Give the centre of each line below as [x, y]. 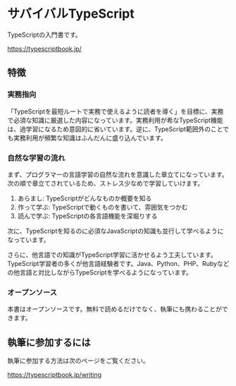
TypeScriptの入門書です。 [45, 35]
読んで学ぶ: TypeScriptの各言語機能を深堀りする [87, 216]
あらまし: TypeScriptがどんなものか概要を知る [85, 198]
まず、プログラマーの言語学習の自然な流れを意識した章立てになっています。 [118, 174]
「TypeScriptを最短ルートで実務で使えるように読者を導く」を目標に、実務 [116, 111]
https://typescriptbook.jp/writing [55, 375]
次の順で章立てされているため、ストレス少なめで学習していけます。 [106, 183]
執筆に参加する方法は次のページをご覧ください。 [78, 361]
